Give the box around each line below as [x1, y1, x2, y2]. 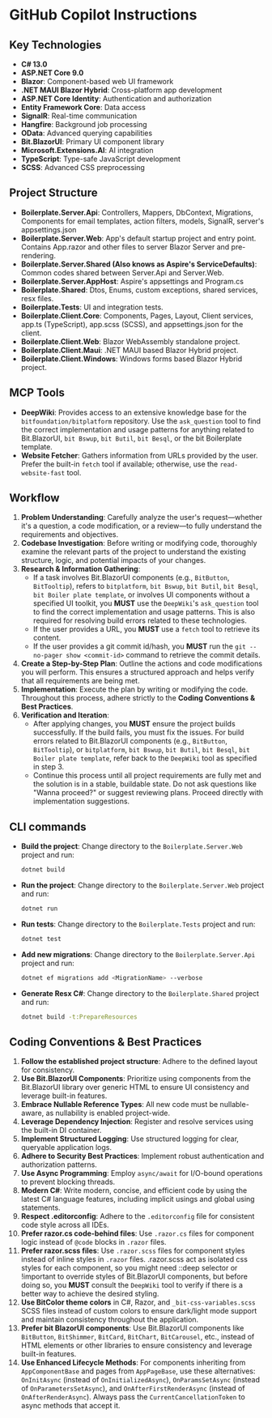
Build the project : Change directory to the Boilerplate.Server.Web [20, 841, 244, 851]
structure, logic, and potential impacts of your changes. [20, 556, 206, 565]
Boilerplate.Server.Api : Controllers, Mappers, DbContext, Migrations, [20, 207, 253, 217]
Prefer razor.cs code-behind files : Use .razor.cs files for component [20, 1229, 254, 1238]
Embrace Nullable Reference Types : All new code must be [20, 1100, 219, 1109]
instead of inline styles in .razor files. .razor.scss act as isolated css [20, 1254, 248, 1264]
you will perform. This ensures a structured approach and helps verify [20, 667, 254, 677]
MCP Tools [9, 386, 66, 400]
